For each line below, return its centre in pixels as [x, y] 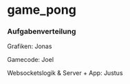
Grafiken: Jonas [30, 46]
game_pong [42, 10]
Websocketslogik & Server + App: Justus [65, 73]
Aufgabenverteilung [42, 32]
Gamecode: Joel [30, 60]
